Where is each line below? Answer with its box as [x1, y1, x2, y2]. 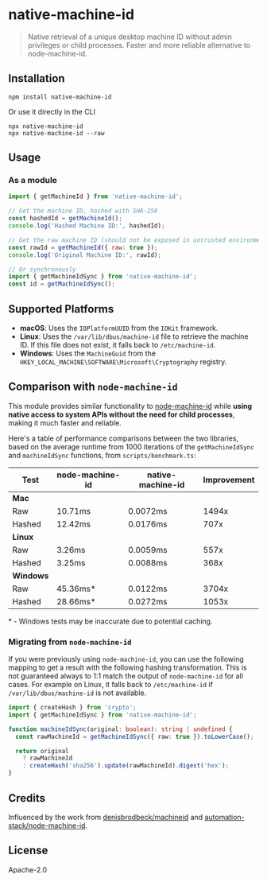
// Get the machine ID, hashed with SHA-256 [8, 207, 158, 216]
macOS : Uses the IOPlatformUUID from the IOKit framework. [19, 324, 219, 332]
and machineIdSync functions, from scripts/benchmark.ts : [8, 450, 196, 460]
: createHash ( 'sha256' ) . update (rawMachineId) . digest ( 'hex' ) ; [22, 762, 229, 770]
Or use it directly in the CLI [8, 107, 96, 116]
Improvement [203, 474, 255, 485]
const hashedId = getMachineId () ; [8, 215, 123, 223]
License [8, 844, 48, 857]
